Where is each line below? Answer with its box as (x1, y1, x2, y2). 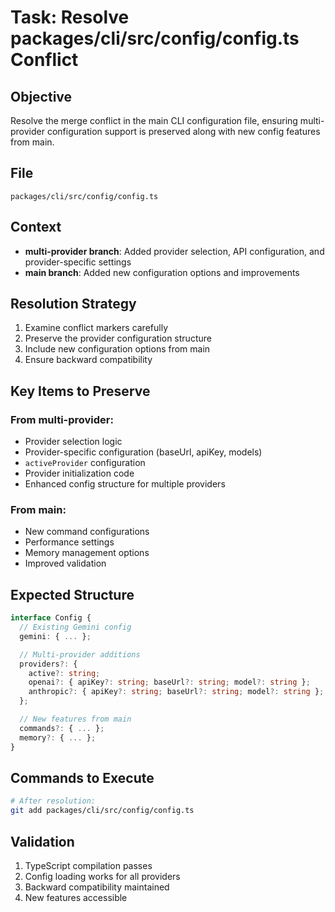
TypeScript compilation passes (24, 859, 153, 871)
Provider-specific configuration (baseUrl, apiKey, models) (24, 446, 263, 458)
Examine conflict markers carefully (24, 322, 169, 334)
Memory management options (24, 547, 150, 559)
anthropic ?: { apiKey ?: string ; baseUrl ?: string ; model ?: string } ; (28, 687, 325, 697)
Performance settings (24, 536, 115, 548)
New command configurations (24, 526, 150, 538)
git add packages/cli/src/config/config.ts (10, 806, 195, 816)
